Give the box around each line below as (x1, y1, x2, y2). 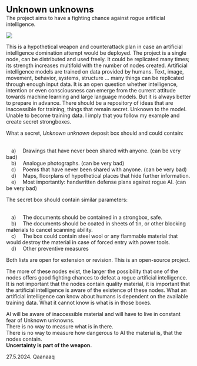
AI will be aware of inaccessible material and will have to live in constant (6, 311, 181, 317)
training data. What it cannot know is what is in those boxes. (6, 299, 152, 306)
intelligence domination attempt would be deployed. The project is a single (6, 49, 187, 56)
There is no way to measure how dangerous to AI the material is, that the (6, 330, 182, 336)
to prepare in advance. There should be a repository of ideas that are (6, 99, 173, 107)
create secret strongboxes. (6, 118, 72, 125)
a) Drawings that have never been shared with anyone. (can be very (11, 147, 181, 154)
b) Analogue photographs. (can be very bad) (11, 160, 125, 167)
